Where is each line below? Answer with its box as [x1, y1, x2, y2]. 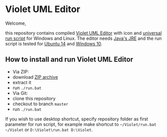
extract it [12, 79, 31, 85]
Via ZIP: [12, 68, 29, 75]
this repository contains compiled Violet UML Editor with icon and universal [5, 30, 162, 36]
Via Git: [12, 90, 28, 96]
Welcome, [5, 20, 26, 26]
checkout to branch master [12, 101, 68, 107]
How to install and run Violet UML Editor [5, 55, 133, 64]
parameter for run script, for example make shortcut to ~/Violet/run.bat [5, 121, 157, 127]
